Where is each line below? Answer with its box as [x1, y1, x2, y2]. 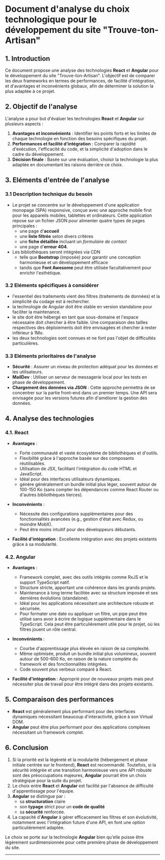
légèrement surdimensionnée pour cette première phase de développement [5, 839, 158, 845]
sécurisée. [19, 606, 41, 612]
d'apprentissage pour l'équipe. [12, 788, 75, 794]
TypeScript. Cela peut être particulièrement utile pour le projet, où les [19, 621, 160, 627]
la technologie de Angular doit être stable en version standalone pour [12, 303, 153, 309]
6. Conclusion [5, 743, 49, 752]
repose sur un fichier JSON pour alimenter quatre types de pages [12, 217, 145, 223]
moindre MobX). [19, 521, 53, 527]
